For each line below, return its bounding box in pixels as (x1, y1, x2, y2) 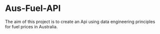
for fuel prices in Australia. (5, 23, 58, 29)
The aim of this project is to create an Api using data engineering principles (5, 19, 155, 24)
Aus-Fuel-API (5, 3, 61, 14)
